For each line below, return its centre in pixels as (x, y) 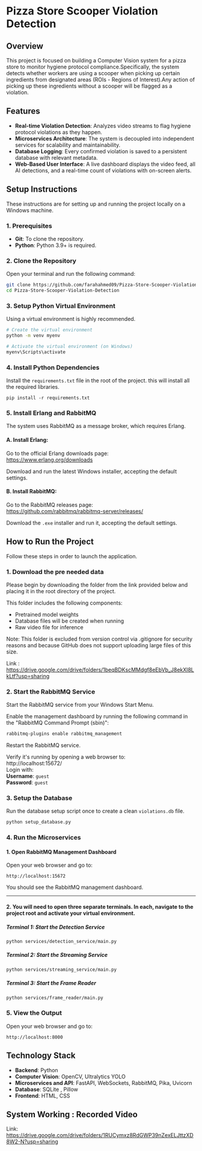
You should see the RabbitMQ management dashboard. (75, 887)
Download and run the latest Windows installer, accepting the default (92, 471)
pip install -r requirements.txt (48, 398)
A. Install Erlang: (27, 439)
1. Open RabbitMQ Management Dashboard (61, 852)
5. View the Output (34, 1013)
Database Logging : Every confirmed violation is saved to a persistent (101, 151)
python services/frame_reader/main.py (55, 998)
